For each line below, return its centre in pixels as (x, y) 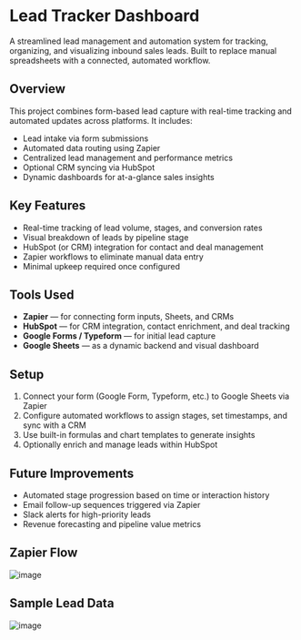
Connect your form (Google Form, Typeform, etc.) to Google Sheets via (156, 396)
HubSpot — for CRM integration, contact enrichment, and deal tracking (156, 326)
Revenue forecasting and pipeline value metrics (112, 524)
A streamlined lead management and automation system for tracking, (139, 41)
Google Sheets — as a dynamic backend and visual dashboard (140, 346)
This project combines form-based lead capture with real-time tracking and (151, 111)
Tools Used (42, 295)
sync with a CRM (54, 425)
